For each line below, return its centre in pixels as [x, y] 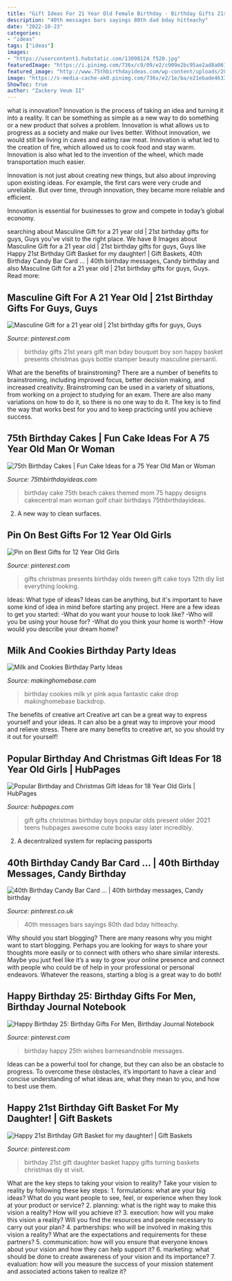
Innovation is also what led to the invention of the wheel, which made [105, 155]
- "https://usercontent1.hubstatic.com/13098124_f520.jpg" [94, 59]
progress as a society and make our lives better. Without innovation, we [109, 133]
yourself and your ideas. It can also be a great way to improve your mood [111, 722]
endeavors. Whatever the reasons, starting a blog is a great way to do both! [115, 974]
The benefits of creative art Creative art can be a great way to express [107, 715]
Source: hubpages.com [40, 807]
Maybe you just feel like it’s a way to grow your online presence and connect [116, 960]
